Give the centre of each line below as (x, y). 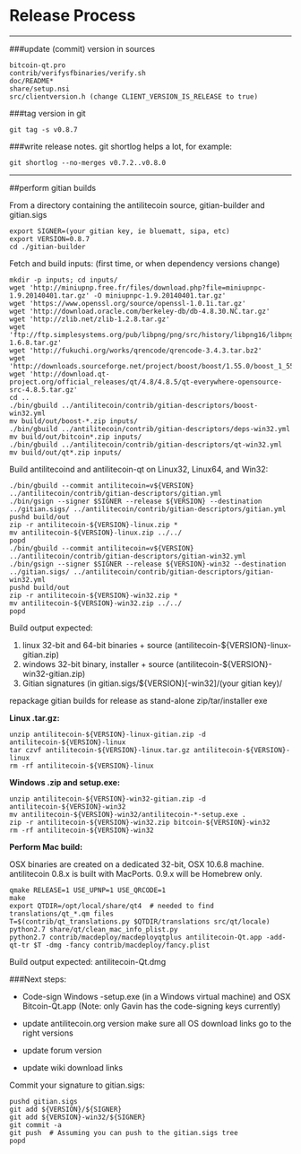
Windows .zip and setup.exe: (65, 782)
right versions (47, 1033)
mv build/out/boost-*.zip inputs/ (74, 421)
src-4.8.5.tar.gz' (43, 390)
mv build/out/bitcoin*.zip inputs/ (76, 437)
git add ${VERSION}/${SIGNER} (66, 1109)
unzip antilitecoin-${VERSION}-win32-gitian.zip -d (107, 799)
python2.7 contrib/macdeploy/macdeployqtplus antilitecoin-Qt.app (136, 937)
